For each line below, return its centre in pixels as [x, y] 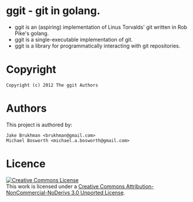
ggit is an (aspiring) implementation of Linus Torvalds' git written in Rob [101, 27]
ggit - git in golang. [53, 11]
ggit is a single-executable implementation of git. [74, 39]
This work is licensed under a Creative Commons [65, 186]
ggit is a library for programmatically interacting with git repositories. [97, 46]
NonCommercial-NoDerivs [38, 193]
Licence [26, 164]
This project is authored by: [39, 124]
